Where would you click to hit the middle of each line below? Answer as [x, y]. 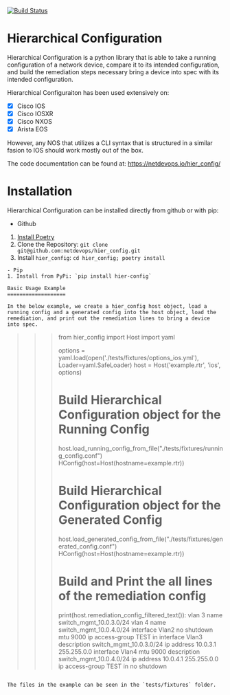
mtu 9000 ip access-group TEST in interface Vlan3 [130, 637]
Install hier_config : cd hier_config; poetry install [91, 258]
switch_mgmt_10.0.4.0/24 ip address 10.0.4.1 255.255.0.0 [138, 659]
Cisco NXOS [35, 122]
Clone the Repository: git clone [62, 245]
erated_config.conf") [88, 546]
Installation [40, 191]
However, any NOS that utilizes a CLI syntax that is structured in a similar [110, 143]
